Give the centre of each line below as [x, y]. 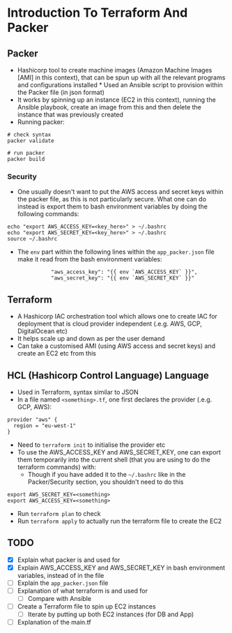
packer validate [31, 141]
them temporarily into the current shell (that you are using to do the [114, 459]
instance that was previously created [70, 114]
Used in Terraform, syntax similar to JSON [78, 392]
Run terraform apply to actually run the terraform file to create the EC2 [119, 521]
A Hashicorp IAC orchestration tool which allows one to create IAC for [117, 316]
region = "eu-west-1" [45, 426]
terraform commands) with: [56, 467]
